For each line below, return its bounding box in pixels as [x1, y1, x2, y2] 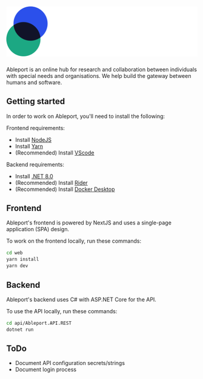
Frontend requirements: [6, 124, 65, 131]
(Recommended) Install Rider [15, 179, 88, 186]
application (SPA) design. [6, 226, 70, 233]
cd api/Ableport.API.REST [6, 320, 72, 326]
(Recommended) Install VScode [15, 149, 95, 156]
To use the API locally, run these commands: [6, 307, 118, 315]
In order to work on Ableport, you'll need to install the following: [6, 113, 165, 120]
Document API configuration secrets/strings [15, 360, 125, 367]
